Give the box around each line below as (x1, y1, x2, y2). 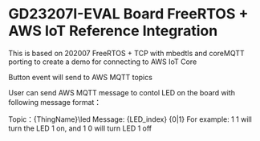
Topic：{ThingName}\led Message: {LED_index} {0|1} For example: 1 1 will (8, 114, 253, 124)
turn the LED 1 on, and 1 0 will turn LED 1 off (8, 123, 152, 133)
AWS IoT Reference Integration (8, 22, 218, 40)
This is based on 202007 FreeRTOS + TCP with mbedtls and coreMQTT (8, 48, 245, 58)
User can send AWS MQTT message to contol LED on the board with (8, 87, 235, 97)
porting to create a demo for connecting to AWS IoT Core (8, 57, 197, 66)
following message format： (8, 97, 102, 107)
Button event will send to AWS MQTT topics (8, 72, 152, 82)
